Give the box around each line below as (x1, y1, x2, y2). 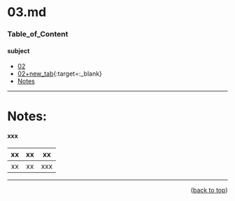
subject (7, 46, 30, 55)
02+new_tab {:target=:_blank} (17, 69, 103, 78)
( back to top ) (190, 186, 228, 194)
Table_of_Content (7, 29, 69, 39)
